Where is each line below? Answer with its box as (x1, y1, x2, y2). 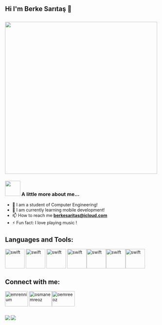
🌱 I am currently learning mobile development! (12, 207, 105, 213)
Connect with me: (5, 278, 60, 286)
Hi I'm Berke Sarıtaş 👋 (5, 5, 72, 13)
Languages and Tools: (5, 235, 74, 244)
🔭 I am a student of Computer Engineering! (12, 202, 98, 208)
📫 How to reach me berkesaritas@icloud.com (12, 213, 108, 218)
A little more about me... (21, 191, 80, 198)
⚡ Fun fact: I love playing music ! (12, 220, 77, 226)
